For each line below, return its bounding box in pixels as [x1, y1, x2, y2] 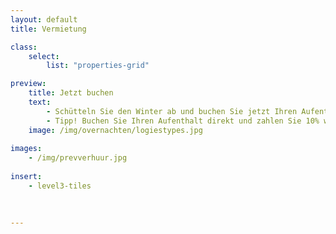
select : [28, 51, 60, 61]
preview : [10, 79, 47, 89]
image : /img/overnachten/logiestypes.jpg [28, 125, 203, 135]
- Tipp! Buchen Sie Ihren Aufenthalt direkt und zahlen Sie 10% [46, 116, 320, 126]
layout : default [10, 14, 78, 25]
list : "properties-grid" [46, 61, 150, 71]
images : [10, 144, 43, 154]
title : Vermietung [10, 24, 87, 34]
